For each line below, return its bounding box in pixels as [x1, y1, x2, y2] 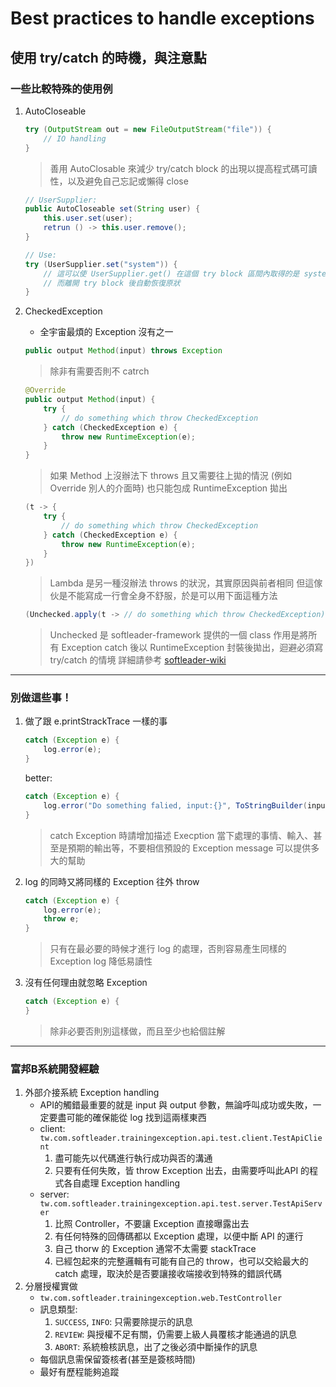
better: [24, 772, 53, 784]
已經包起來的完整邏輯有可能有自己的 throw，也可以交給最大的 [54, 1255, 309, 1267]
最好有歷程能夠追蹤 [39, 1366, 120, 1378]
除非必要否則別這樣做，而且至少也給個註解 [49, 1025, 226, 1037]
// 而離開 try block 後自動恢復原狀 [43, 278, 181, 288]
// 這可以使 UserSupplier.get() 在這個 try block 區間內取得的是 [43, 268, 300, 279]
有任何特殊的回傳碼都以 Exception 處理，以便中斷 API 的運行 [54, 1230, 304, 1242]
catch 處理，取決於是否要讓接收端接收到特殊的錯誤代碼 [54, 1268, 283, 1280]
